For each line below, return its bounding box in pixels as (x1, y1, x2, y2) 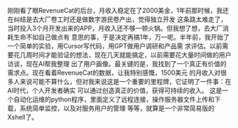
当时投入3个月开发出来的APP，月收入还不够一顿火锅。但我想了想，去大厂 (7, 24, 223, 32)
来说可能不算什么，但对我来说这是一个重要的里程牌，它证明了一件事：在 (19, 78, 232, 85)
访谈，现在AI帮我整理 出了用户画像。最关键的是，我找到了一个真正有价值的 (7, 60, 227, 68)
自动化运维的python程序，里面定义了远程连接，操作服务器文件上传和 (13, 95, 215, 103)
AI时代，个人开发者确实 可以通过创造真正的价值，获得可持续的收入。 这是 (7, 86, 222, 95)
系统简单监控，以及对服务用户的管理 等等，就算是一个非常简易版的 (19, 104, 215, 112)
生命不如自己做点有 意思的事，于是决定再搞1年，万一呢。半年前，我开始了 (13, 33, 229, 41)
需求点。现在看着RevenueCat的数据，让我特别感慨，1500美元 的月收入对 (7, 68, 221, 77)
